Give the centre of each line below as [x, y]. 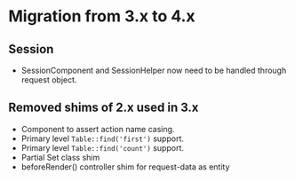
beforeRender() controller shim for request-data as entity [125, 167]
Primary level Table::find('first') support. [102, 138]
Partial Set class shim [60, 157]
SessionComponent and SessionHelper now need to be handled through [154, 70]
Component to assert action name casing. [98, 129]
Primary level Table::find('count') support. [102, 147]
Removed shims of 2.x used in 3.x [104, 108]
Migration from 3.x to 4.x [102, 16]
